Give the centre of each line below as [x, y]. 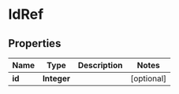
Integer [56, 78]
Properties [35, 43]
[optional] [148, 78]
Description [100, 65]
